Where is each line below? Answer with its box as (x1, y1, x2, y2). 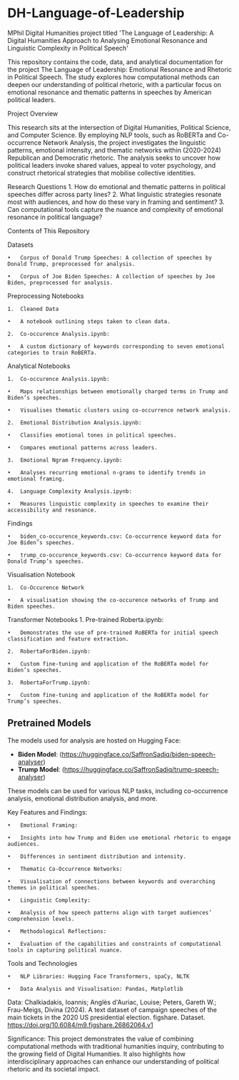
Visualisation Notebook (7, 570, 76, 579)
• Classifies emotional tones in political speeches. (7, 432, 177, 439)
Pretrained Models (7, 717, 91, 729)
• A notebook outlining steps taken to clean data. (7, 317, 171, 325)
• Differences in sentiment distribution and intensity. (7, 852, 187, 860)
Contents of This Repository (7, 226, 90, 235)
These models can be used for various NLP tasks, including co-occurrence (7, 786, 228, 795)
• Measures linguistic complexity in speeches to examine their (7, 500, 209, 507)
